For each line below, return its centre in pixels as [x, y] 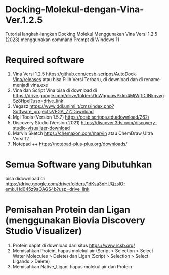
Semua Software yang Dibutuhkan [79, 164]
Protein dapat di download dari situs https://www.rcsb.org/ [74, 245]
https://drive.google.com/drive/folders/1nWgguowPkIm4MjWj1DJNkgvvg [88, 95]
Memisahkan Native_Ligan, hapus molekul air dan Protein [72, 266]
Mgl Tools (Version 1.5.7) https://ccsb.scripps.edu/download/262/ [81, 117]
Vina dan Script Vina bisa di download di [55, 90]
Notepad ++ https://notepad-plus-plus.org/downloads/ [70, 144]
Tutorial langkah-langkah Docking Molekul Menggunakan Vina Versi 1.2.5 [81, 34]
